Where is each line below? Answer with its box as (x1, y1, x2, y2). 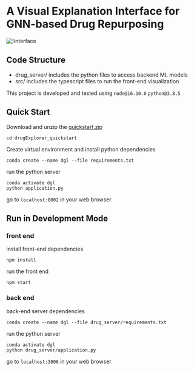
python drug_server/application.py (6, 347, 96, 353)
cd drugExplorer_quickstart (6, 135, 78, 141)
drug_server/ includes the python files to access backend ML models (15, 71, 188, 78)
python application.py (6, 185, 64, 191)
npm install (6, 257, 36, 263)
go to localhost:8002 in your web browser (6, 196, 112, 203)
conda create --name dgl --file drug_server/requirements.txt (6, 319, 167, 325)
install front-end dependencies (6, 245, 84, 253)
